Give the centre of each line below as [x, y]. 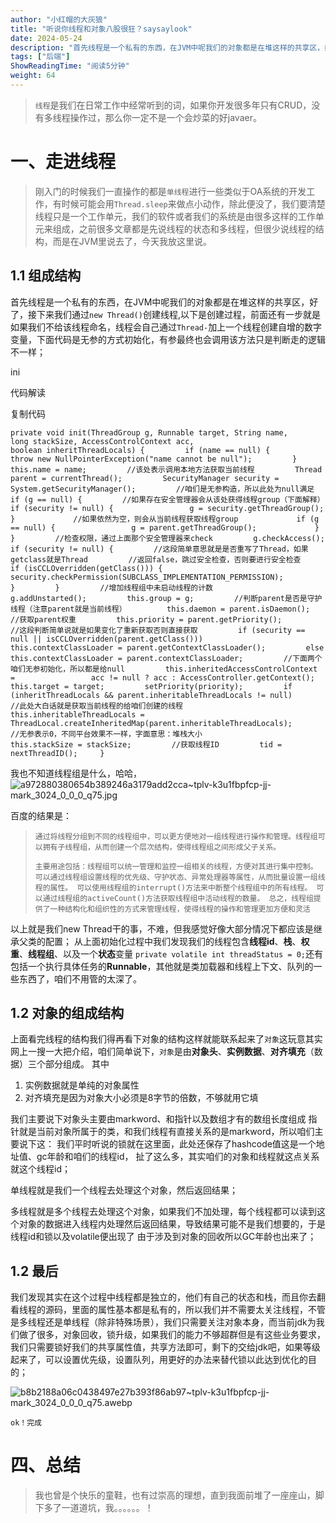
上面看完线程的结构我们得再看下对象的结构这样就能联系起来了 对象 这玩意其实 [166, 1039]
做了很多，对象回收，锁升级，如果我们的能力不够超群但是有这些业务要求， [172, 1335]
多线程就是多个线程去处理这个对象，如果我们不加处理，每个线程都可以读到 [163, 1212]
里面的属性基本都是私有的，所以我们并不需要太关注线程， [189, 1310]
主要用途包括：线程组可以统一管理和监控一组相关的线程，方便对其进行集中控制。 [176, 866]
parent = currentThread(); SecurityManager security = [145, 478]
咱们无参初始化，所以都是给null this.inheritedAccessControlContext [164, 669]
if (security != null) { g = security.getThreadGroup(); [167, 508]
